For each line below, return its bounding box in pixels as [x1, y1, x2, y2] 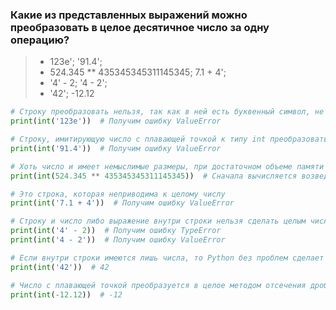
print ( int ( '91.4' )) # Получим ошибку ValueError [10, 143, 222, 153]
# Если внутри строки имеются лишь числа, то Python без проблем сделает [10, 253, 325, 263]
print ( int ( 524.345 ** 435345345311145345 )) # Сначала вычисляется [10, 171, 298, 181]
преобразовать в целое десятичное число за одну [10, 20, 270, 34]
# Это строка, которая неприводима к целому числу [10, 189, 226, 199]
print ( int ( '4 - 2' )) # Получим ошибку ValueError [10, 235, 226, 245]
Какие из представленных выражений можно [10, 8, 248, 22]
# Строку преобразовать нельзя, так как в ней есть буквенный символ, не [10, 107, 325, 117]
